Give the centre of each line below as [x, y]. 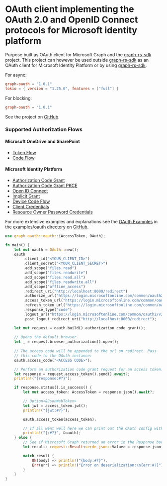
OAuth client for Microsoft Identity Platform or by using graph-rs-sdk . [76, 65]
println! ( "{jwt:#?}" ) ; [46, 410]
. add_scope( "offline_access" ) [54, 287]
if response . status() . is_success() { [53, 388]
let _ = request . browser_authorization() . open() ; [67, 342]
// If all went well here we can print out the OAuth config [88, 428]
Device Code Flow [31, 201]
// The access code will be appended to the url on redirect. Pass [85, 351]
